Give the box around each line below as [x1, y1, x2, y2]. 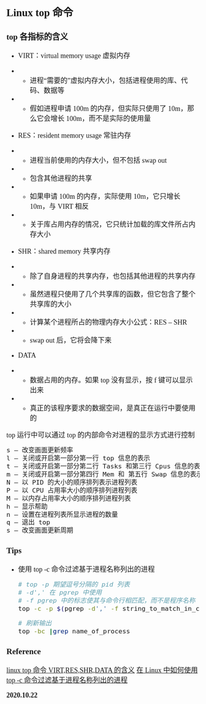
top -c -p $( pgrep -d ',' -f [18, 604, 119, 613]
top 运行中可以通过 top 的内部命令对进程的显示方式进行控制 [6, 431, 195, 439]
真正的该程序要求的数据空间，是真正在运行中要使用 [29, 404, 196, 412]
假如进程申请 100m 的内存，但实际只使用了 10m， [29, 104, 188, 113]
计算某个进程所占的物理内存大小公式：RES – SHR [29, 318, 188, 327]
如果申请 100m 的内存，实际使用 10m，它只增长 [29, 192, 181, 201]
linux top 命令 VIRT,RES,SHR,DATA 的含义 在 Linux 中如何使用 [6, 666, 198, 675]
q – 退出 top [6, 518, 50, 527]
